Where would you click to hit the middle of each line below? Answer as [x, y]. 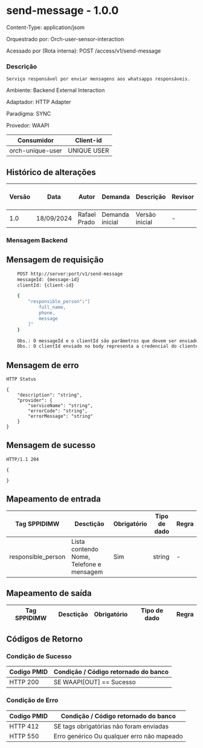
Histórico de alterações [51, 172]
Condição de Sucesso [39, 656]
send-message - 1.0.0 [63, 11]
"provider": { [35, 400]
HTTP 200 [24, 682]
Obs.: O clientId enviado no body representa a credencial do [97, 346]
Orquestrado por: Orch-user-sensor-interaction [65, 39]
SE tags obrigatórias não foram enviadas [111, 726]
